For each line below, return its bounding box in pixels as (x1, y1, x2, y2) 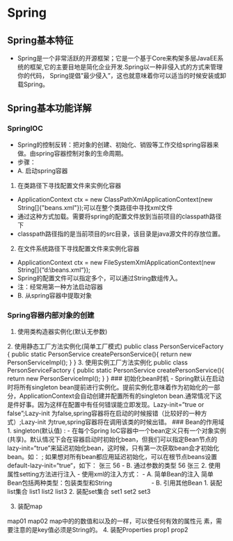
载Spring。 (17, 80, 49, 88)
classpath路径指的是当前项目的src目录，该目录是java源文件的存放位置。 (17, 229, 225, 238)
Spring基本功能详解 (7, 102, 92, 114)
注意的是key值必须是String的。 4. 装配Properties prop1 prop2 (13, 525, 188, 533)
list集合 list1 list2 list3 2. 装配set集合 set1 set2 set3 (7, 487, 151, 495)
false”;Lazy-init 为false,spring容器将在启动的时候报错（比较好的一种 (7, 409, 202, 417)
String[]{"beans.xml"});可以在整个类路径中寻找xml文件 (17, 203, 173, 211)
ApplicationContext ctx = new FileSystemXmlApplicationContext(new (17, 258, 216, 266)
